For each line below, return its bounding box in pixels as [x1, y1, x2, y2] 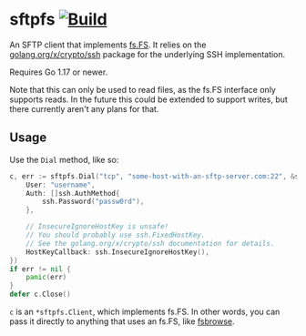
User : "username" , [25, 180, 96, 189]
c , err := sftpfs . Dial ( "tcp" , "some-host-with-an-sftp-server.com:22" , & [9, 171, 296, 181]
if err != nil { [9, 264, 71, 273]
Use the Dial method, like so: [9, 154, 119, 165]
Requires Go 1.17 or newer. [9, 66, 108, 77]
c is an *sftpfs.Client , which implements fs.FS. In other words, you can [9, 306, 280, 317]
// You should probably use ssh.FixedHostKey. [25, 230, 206, 239]
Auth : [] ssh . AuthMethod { [25, 188, 120, 198]
